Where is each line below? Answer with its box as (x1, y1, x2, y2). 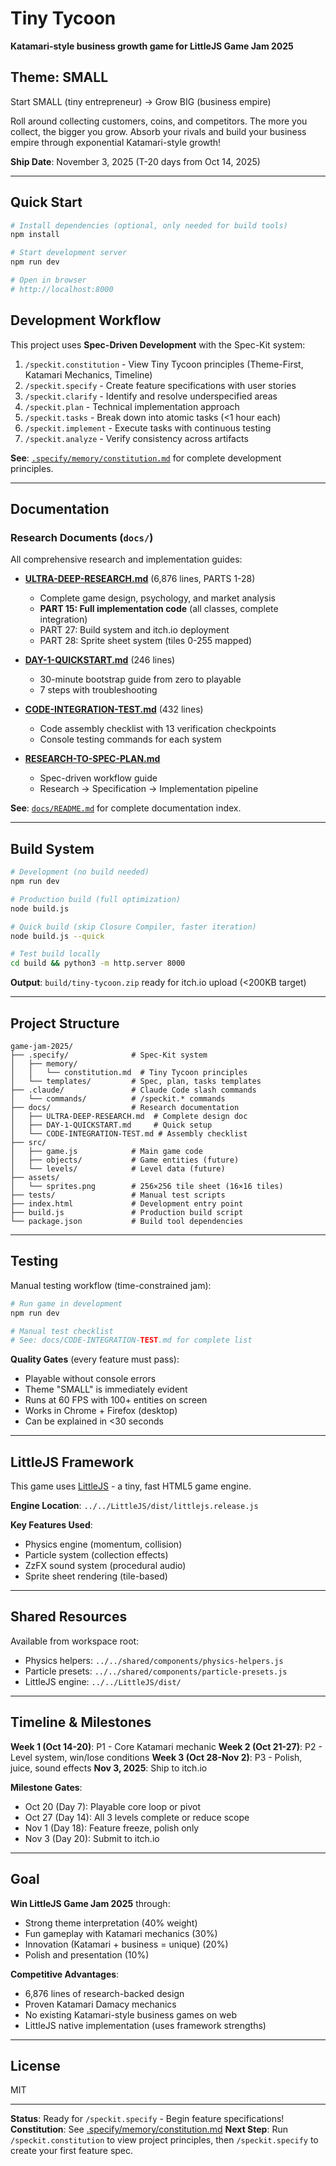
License (10, 2057, 61, 2074)
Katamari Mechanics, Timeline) (24, 368, 153, 381)
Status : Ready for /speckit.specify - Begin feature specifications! (10, 2113, 285, 2125)
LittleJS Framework (10, 1453, 135, 1471)
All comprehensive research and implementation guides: (10, 553, 243, 566)
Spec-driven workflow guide (39, 772, 158, 784)
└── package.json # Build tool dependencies (10, 1216, 244, 1226)
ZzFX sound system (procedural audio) (24, 1560, 187, 1572)
